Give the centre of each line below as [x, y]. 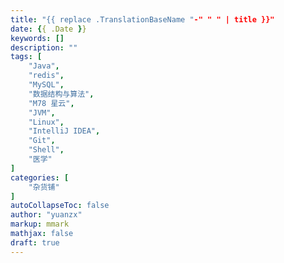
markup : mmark [40, 224]
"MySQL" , [46, 85]
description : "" [44, 47]
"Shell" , [46, 150]
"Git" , [42, 141]
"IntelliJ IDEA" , [64, 131]
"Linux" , [46, 122]
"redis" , [46, 76]
